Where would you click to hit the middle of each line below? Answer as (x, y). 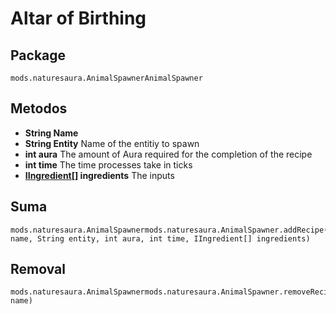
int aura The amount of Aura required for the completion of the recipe (168, 154)
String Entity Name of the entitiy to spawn (112, 143)
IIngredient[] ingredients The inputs (99, 175)
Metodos (39, 108)
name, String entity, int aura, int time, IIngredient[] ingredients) (160, 238)
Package (38, 55)
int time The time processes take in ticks (108, 164)
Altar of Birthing (78, 18)
